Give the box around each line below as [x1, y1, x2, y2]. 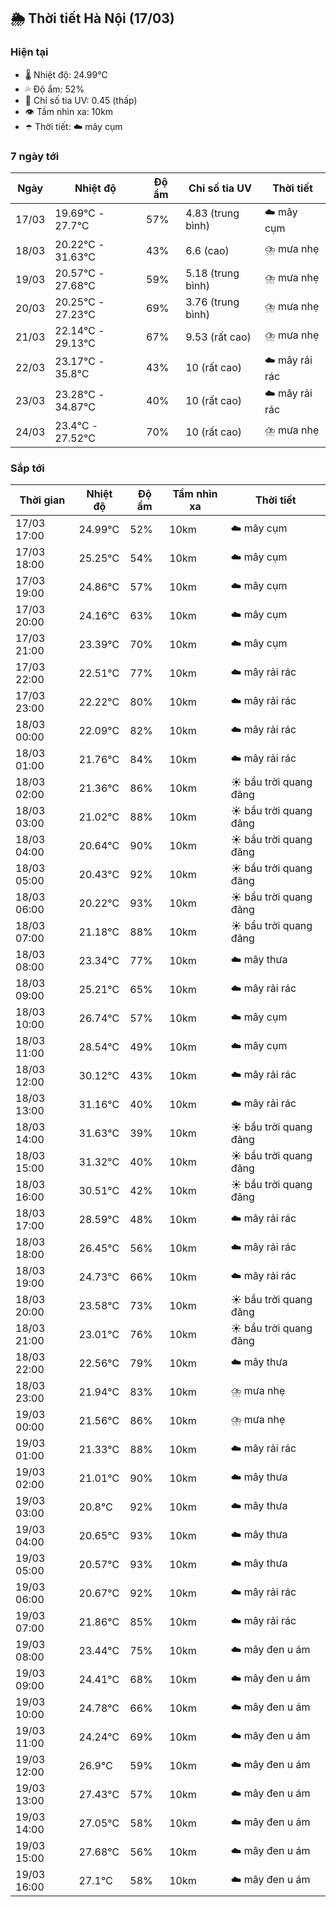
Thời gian [19, 493, 66, 507]
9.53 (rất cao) [185, 330, 252, 344]
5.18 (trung [185, 266, 240, 280]
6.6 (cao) [185, 243, 230, 257]
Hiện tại [10, 45, 49, 59]
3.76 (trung [185, 295, 240, 309]
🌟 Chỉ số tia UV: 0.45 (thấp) [24, 94, 138, 106]
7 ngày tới [10, 149, 60, 163]
